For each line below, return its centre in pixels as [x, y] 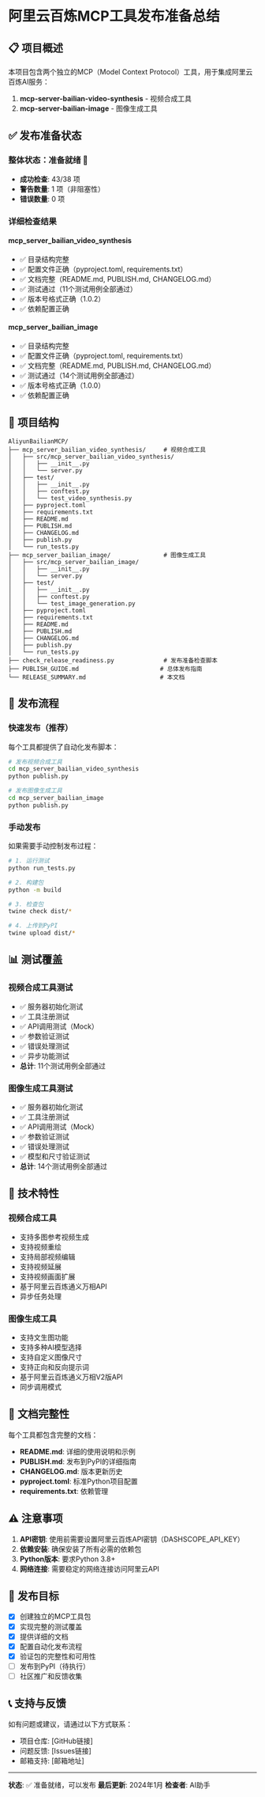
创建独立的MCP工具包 [55, 1617]
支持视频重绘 [40, 1246]
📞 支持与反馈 [37, 1703]
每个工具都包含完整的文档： [53, 1435]
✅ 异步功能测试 [44, 1056]
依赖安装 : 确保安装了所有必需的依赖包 [80, 1549]
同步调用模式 [40, 1387]
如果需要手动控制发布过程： [53, 846]
